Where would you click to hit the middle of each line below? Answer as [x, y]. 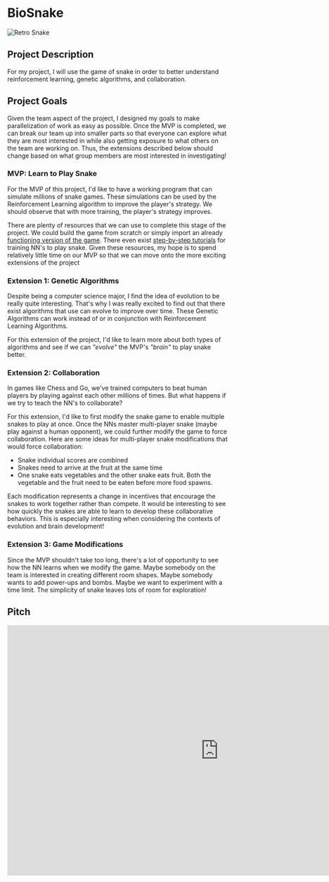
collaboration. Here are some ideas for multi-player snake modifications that [117, 439]
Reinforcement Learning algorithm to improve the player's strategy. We [110, 204]
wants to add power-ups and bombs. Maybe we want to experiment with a [115, 582]
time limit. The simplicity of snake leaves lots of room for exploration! [107, 590]
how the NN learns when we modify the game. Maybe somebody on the [111, 567]
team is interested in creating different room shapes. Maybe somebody [110, 574]
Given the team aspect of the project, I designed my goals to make [104, 118]
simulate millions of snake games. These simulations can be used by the [112, 196]
